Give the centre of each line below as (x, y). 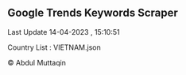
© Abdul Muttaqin (37, 62)
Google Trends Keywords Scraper (93, 13)
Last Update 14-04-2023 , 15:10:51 (64, 32)
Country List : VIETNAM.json (54, 47)
